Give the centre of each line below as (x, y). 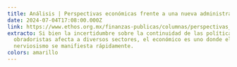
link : (15, 27)
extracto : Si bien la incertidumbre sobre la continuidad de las (105, 33)
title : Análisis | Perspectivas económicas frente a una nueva (102, 14)
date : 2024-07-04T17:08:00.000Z (55, 20)
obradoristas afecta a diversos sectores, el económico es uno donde (118, 40)
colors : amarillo (33, 53)
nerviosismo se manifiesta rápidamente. (74, 46)
